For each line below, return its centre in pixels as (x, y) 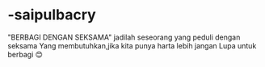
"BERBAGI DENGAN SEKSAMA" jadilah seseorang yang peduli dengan (124, 37)
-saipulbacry (52, 15)
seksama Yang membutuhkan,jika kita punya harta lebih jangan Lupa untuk (132, 45)
